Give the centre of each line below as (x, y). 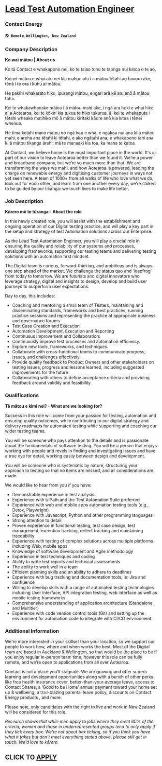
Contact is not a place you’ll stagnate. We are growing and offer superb (76, 671)
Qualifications (22, 396)
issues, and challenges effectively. (46, 357)
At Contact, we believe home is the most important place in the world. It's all (81, 152)
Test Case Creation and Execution (46, 326)
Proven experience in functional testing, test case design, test (74, 525)
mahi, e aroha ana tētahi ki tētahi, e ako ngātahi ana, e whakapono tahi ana (79, 138)
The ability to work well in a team (45, 567)
